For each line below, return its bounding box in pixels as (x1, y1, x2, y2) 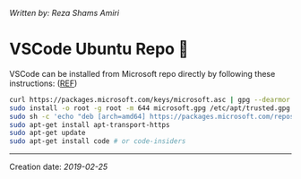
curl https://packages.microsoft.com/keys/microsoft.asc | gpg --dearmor (9, 95, 291, 104)
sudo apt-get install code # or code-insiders (9, 137, 186, 146)
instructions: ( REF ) (9, 78, 78, 89)
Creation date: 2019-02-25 (9, 161, 108, 173)
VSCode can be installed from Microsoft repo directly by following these (9, 68, 276, 79)
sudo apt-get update (9, 129, 87, 138)
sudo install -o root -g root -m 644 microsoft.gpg (9, 103, 206, 113)
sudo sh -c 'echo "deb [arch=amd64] (9, 112, 146, 121)
